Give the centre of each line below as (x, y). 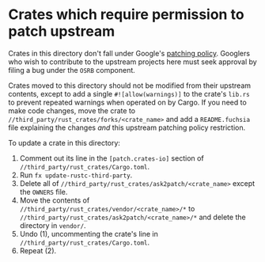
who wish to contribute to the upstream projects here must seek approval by (132, 62)
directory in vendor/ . (53, 225)
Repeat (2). (38, 250)
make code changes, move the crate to (72, 110)
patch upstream (62, 31)
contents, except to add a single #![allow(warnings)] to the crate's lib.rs (129, 93)
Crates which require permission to (126, 15)
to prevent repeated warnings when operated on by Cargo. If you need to (127, 102)
